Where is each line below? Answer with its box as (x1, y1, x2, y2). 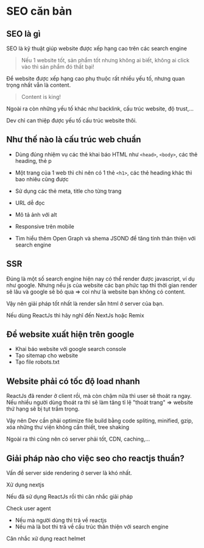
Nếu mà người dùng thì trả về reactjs (15, 517, 107, 524)
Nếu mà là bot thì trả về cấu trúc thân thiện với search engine (15, 523, 169, 530)
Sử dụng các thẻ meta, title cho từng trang (15, 187, 122, 195)
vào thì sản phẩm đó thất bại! (21, 63, 94, 70)
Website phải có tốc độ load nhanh (6, 376, 140, 386)
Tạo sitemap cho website (15, 352, 78, 359)
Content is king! (21, 93, 61, 100)
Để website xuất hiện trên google (6, 330, 135, 340)
